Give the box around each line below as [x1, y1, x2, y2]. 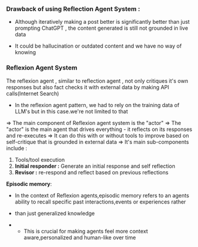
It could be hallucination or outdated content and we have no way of [14, 42, 182, 49]
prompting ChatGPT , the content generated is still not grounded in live [14, 24, 188, 32]
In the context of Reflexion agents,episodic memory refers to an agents [14, 192, 189, 199]
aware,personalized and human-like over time [23, 234, 136, 241]
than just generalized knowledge [14, 210, 95, 217]
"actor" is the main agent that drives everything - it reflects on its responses [6, 126, 193, 133]
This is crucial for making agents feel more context [23, 227, 149, 235]
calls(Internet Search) [6, 90, 59, 97]
